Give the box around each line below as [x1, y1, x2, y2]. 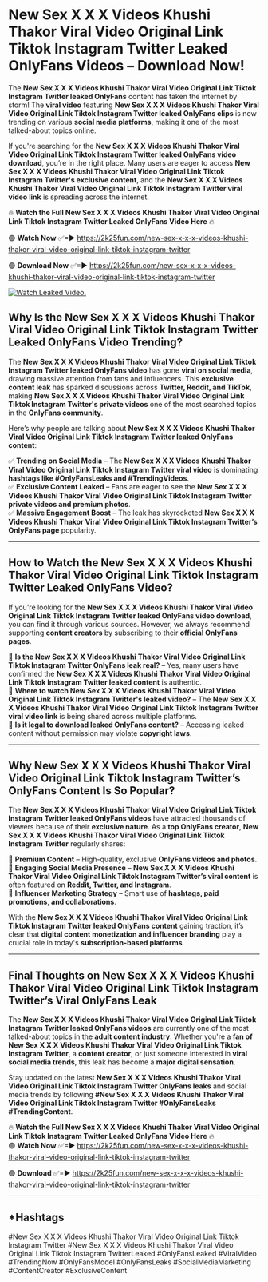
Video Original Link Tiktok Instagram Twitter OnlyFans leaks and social [8, 1081, 247, 1091]
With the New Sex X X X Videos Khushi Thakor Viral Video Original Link [8, 913, 249, 922]
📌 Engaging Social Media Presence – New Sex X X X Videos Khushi [8, 863, 235, 873]
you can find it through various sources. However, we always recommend [8, 619, 250, 629]
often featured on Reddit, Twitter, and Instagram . [8, 880, 171, 889]
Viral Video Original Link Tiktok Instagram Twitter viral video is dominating [8, 465, 258, 474]
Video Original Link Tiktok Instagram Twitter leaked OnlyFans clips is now [8, 108, 257, 118]
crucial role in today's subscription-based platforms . [8, 938, 185, 948]
